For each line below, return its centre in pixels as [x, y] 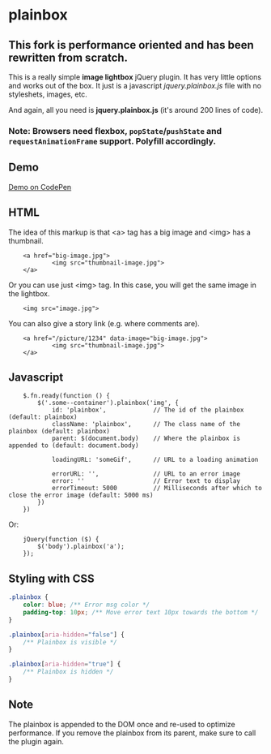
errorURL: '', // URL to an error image [146, 474]
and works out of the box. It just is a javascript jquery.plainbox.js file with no [135, 86]
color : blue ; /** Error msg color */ [87, 605]
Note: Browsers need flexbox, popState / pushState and [115, 131]
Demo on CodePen [40, 187]
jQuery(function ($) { [61, 540]
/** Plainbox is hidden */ [68, 672]
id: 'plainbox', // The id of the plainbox [148, 410]
